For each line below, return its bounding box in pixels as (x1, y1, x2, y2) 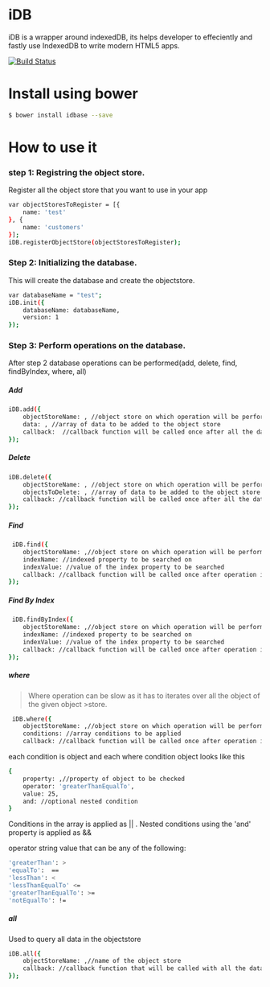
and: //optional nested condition (22, 797, 138, 805)
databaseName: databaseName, (22, 306, 121, 315)
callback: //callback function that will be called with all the (22, 964, 247, 973)
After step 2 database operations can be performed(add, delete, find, (8, 358, 238, 368)
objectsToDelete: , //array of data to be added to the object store (22, 488, 261, 496)
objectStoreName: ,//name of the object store (22, 957, 182, 965)
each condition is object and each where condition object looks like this (8, 752, 245, 762)
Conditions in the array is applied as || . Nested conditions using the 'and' (8, 819, 252, 829)
